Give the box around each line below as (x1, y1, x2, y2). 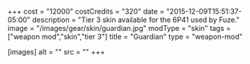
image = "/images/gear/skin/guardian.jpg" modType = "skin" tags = (7, 24, 232, 32)
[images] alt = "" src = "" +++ (7, 47, 106, 56)
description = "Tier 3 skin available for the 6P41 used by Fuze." (32, 15, 240, 24)
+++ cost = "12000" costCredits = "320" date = (7, 7, 165, 16)
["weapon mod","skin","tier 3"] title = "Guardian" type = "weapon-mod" (7, 32, 244, 41)
